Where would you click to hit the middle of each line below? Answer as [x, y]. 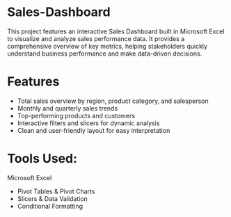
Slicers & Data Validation [53, 198]
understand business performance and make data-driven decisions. [105, 54]
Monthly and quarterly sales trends [67, 108]
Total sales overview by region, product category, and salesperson [113, 101]
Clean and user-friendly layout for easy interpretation [94, 130]
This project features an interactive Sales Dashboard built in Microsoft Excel [116, 31]
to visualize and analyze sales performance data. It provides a [96, 38]
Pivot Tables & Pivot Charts [56, 191]
